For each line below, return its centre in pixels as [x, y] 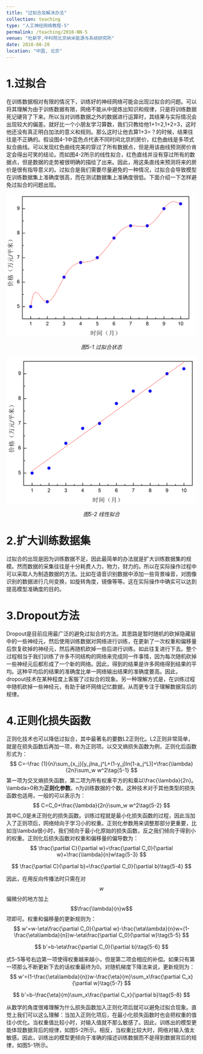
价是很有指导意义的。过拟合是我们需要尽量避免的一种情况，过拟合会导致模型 [101, 169]
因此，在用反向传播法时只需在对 [46, 879]
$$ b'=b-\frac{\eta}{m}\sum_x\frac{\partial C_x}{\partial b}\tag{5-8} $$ [101, 995]
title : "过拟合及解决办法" [37, 13]
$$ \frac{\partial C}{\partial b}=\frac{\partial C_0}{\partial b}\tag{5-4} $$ [101, 866]
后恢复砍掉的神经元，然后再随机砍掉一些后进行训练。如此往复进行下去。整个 [101, 649]
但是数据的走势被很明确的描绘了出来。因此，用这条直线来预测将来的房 [109, 162]
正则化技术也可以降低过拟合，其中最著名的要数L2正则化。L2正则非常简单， [100, 739]
